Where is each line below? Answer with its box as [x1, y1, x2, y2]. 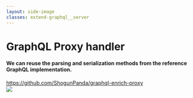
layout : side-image [6, 8, 55, 15]
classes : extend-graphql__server [6, 14, 90, 20]
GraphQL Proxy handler [6, 40, 125, 53]
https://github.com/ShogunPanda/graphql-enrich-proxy [6, 79, 143, 86]
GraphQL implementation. [6, 66, 72, 73]
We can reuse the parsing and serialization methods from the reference [6, 60, 187, 67]
